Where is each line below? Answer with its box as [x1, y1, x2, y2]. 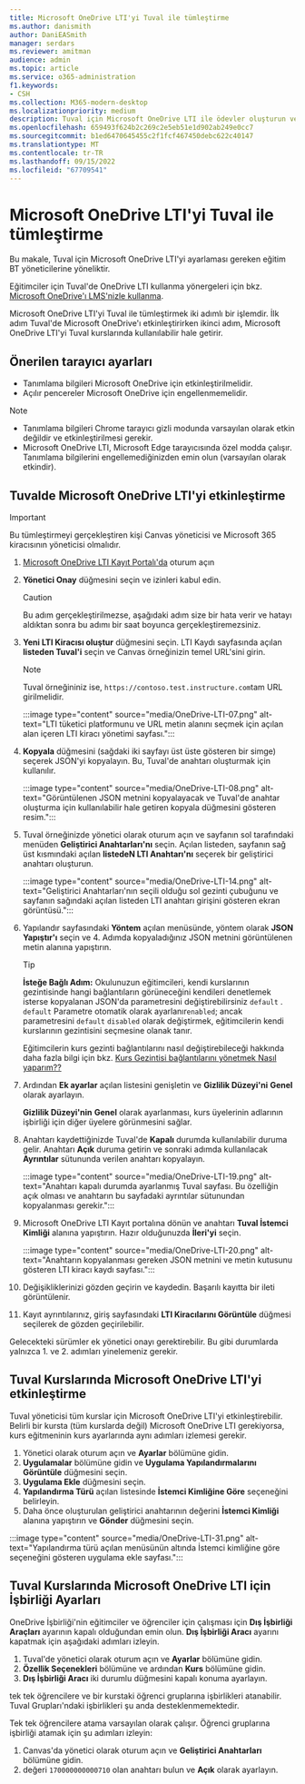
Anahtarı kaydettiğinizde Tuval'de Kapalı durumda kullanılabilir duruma [22, 1134, 288, 1145]
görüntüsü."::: [22, 905, 74, 916]
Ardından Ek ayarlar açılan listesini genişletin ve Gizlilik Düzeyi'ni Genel [22, 1079, 293, 1090]
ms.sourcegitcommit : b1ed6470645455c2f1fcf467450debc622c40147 [9, 132, 254, 141]
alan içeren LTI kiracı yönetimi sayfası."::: [22, 728, 175, 738]
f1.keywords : [9, 81, 59, 90]
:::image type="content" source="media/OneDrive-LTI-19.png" [22, 1171, 258, 1182]
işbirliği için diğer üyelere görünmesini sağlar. [22, 1116, 192, 1127]
